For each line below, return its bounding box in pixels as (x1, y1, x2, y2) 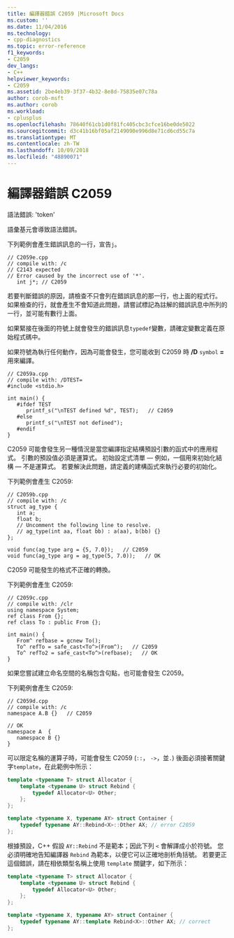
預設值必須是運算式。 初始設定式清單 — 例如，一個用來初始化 (39, 453, 217, 462)
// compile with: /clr (7, 600, 73, 608)
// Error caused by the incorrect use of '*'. (7, 272, 145, 279)
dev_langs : (7, 62, 39, 69)
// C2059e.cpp (7, 253, 49, 261)
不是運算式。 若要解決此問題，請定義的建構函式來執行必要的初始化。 (22, 462, 221, 470)
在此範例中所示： (44, 762, 94, 771)
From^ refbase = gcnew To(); (16, 637, 101, 644)
